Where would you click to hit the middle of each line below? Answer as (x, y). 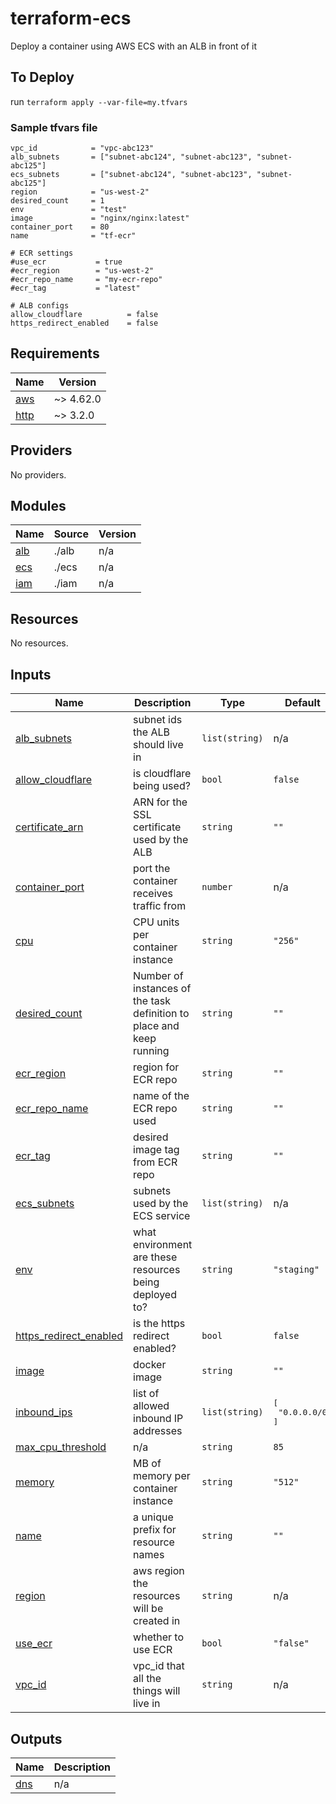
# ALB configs (40, 306)
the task (152, 1001)
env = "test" (69, 210)
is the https (159, 1324)
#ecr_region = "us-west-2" (82, 271)
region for (156, 1067)
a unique (153, 1517)
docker (150, 1365)
